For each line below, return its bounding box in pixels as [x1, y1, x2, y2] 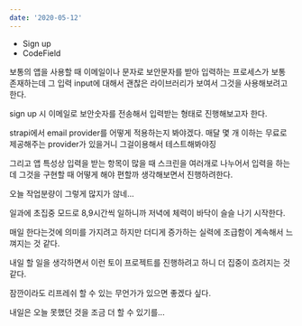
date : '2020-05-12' [9, 13, 83, 23]
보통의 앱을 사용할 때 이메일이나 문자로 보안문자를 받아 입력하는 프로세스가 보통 [9, 66, 287, 77]
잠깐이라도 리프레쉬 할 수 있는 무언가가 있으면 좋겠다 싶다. [9, 287, 212, 298]
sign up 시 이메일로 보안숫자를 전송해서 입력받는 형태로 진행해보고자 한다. [9, 107, 268, 118]
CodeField [22, 47, 61, 59]
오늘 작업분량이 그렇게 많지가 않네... [9, 188, 135, 199]
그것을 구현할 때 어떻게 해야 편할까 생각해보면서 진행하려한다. [18, 169, 233, 180]
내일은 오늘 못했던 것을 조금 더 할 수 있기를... [9, 306, 165, 317]
